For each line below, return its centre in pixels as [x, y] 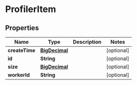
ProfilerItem [31, 9]
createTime [22, 50]
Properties [22, 28]
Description [87, 42]
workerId [19, 75]
